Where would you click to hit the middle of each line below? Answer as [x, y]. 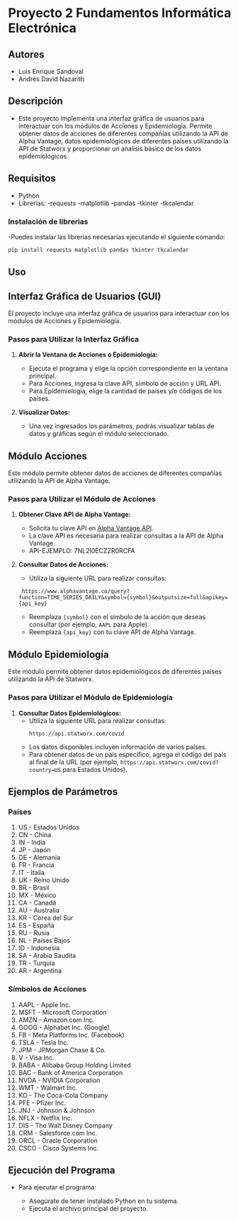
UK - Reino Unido [44, 880]
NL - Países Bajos [44, 941]
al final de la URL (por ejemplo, [74, 762]
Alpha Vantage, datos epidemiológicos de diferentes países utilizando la [123, 141]
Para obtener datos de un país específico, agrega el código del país [127, 754]
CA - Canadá [37, 903]
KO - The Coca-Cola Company [63, 1095]
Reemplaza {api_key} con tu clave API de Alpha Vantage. [112, 632]
